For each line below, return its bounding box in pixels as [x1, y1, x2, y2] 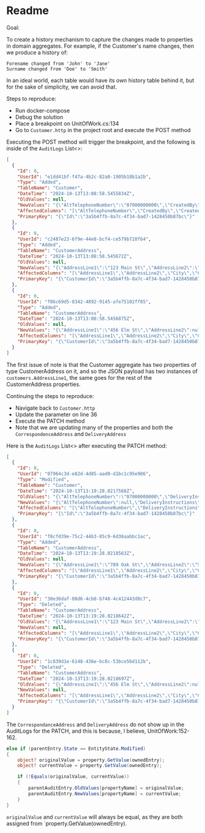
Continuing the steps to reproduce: [6, 392, 95, 399]
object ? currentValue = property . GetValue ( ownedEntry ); [17, 763, 163, 769]
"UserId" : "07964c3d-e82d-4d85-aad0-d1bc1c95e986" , [17, 471, 151, 477]
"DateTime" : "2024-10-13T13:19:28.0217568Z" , [17, 487, 135, 494]
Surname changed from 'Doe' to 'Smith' [6, 65, 108, 72]
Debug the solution [15, 113, 63, 120]
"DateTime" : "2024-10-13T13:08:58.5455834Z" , [17, 191, 135, 197]
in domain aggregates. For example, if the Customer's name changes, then [6, 42, 194, 50]
